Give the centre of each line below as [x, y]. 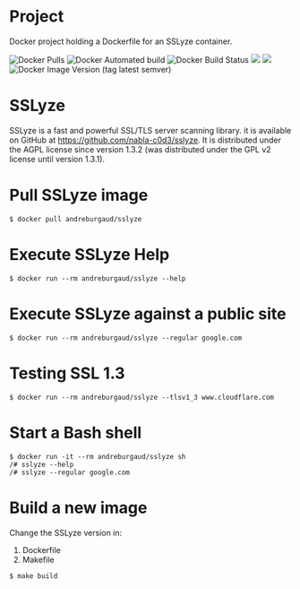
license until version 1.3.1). [57, 159]
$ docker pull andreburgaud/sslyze [76, 219]
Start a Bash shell [76, 433]
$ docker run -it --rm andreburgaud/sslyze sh [98, 456]
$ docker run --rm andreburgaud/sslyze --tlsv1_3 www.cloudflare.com [142, 397]
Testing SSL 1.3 [67, 373]
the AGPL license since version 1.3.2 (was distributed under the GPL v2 [140, 149]
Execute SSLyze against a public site [148, 313]
